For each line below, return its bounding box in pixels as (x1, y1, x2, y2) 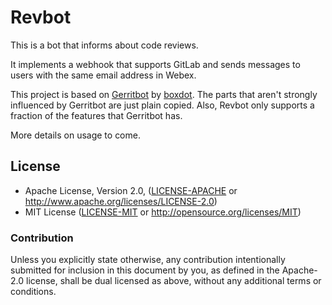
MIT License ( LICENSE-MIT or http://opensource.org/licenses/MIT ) (24, 206, 302, 218)
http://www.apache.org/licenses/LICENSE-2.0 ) (24, 195, 218, 207)
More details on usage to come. (10, 129, 141, 141)
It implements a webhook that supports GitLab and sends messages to (10, 58, 301, 70)
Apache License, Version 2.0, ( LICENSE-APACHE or (24, 184, 238, 196)
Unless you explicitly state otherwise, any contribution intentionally (10, 254, 286, 266)
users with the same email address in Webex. (10, 69, 197, 81)
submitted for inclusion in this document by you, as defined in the (10, 264, 280, 276)
